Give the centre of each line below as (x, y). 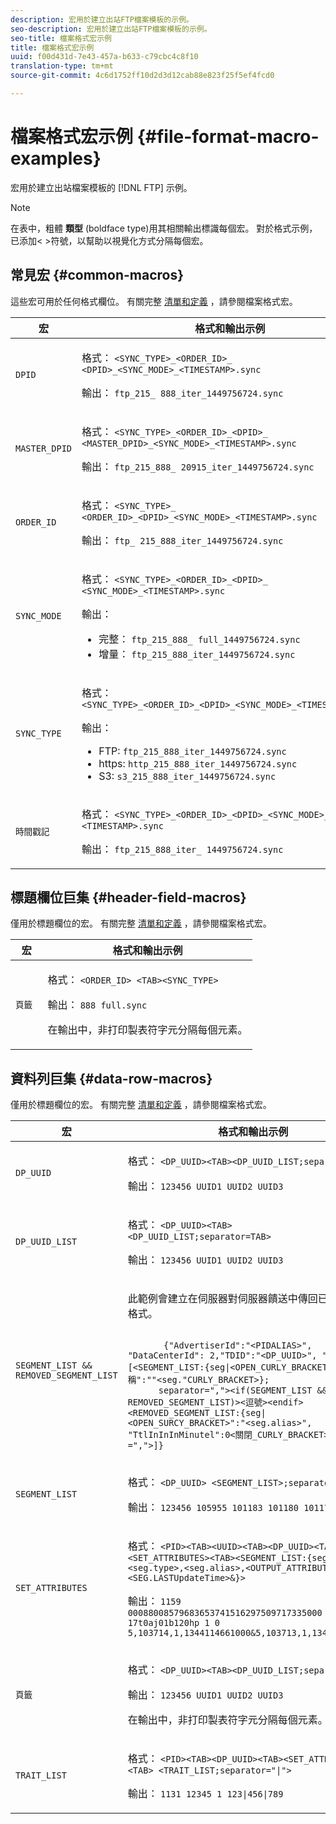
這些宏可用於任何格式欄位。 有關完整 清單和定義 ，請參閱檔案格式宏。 (154, 301)
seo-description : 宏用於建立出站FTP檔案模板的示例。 (111, 29)
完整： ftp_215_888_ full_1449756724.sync (199, 639)
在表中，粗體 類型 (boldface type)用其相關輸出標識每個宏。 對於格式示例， (164, 228)
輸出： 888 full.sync (97, 1005)
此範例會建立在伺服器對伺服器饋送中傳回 (222, 1299)
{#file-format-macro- (228, 137)
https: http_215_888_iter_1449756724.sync (198, 763)
